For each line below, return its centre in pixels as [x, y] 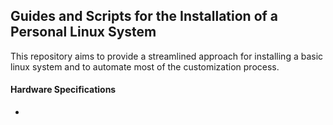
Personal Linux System [83, 32]
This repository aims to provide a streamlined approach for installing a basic [167, 56]
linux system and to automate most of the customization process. [145, 66]
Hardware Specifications [63, 90]
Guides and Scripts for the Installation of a [144, 16]
